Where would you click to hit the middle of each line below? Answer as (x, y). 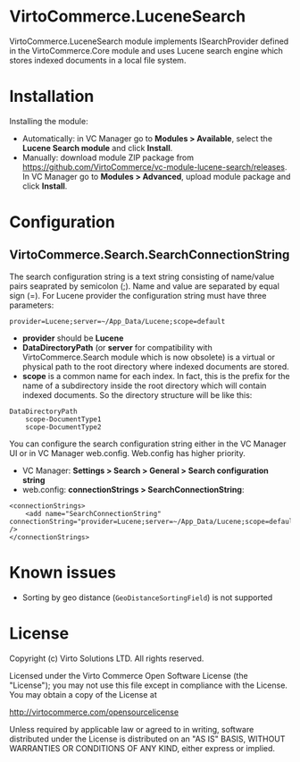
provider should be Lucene (73, 338)
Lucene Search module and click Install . (97, 148)
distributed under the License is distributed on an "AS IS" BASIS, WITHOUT (147, 739)
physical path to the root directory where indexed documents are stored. (156, 366)
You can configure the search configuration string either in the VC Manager (148, 444)
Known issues (62, 573)
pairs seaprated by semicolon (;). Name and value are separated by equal (144, 286)
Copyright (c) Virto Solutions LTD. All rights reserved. (107, 658)
